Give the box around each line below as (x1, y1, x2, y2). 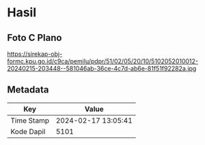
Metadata (7, 84, 49, 96)
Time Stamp (10, 116, 50, 125)
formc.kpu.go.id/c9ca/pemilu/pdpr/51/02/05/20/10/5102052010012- (7, 57, 198, 65)
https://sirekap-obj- (7, 50, 63, 58)
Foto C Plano (7, 32, 62, 44)
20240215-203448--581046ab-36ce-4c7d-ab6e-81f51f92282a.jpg (7, 65, 197, 72)
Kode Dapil (10, 127, 46, 136)
